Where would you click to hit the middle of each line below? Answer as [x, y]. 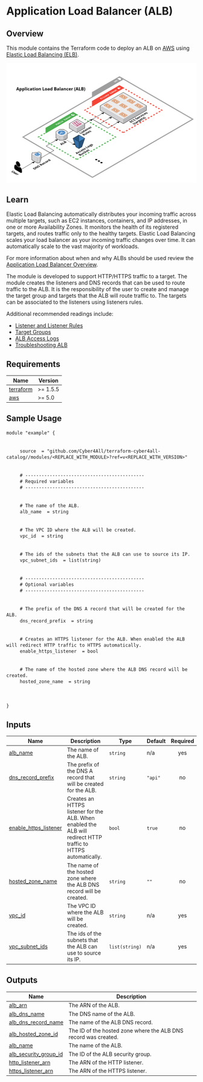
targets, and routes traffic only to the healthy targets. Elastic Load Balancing [101, 234]
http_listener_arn [30, 1062]
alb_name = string [44, 512]
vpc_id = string [41, 536]
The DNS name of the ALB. [102, 1013]
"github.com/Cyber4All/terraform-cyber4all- [104, 451]
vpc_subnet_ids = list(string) [60, 560]
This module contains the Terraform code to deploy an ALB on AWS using [98, 48]
